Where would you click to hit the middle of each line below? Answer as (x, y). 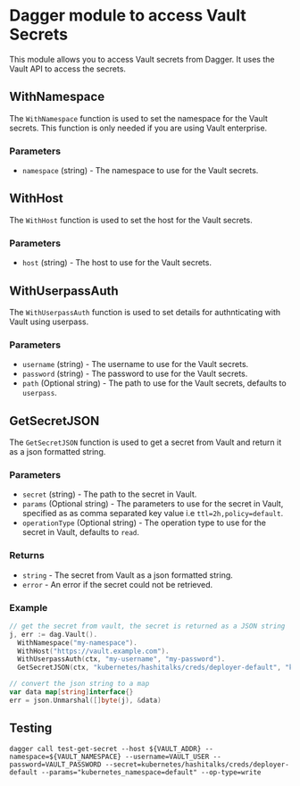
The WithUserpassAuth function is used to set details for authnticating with (145, 312)
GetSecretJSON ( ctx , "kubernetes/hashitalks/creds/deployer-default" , (149, 668)
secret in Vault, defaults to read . (81, 532)
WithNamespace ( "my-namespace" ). (78, 643)
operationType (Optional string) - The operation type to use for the (144, 523)
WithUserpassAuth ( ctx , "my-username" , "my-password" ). (121, 659)
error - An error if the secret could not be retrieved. (117, 584)
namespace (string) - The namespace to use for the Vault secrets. (140, 171)
